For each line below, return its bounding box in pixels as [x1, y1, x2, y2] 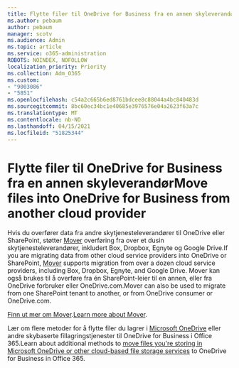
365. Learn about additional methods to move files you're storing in [7, 339, 203, 348]
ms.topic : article [7, 43, 62, 50]
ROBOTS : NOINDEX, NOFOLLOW [7, 57, 87, 64]
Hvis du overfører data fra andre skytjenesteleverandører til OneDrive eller [7, 229, 225, 237]
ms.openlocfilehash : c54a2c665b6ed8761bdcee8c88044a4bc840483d [7, 97, 199, 104]
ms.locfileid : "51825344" [7, 129, 84, 136]
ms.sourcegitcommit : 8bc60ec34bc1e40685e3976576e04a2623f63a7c [7, 103, 199, 110]
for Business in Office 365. [7, 355, 85, 363]
